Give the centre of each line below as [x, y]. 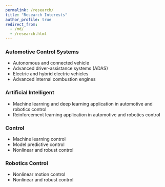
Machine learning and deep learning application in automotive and [82, 103]
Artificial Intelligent [30, 93]
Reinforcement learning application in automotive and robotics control [86, 115]
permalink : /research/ [29, 10]
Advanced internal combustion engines [54, 79]
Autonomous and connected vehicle [51, 63]
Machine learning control [39, 139]
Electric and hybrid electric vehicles [50, 74]
